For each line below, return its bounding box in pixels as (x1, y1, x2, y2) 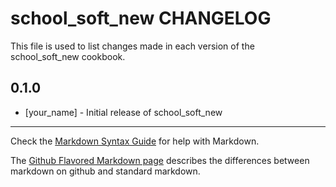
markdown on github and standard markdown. (10, 165, 201, 177)
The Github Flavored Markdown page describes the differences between (10, 154, 310, 166)
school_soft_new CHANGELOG (10, 7, 272, 30)
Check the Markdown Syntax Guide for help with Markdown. (10, 135, 260, 147)
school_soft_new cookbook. (10, 50, 126, 62)
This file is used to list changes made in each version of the (10, 40, 255, 52)
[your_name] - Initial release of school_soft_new (24, 106, 223, 118)
